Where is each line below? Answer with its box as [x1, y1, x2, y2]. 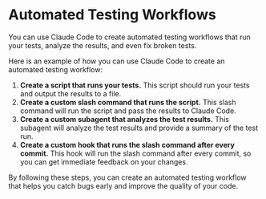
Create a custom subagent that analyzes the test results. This [19, 114, 230, 124]
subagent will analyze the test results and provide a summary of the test [19, 123, 259, 132]
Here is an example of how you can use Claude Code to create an [8, 56, 226, 66]
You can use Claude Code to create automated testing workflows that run [8, 32, 251, 42]
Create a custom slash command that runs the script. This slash [19, 97, 236, 107]
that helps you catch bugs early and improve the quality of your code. [8, 181, 239, 190]
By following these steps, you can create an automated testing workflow [8, 173, 247, 182]
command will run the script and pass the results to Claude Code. [19, 106, 236, 116]
